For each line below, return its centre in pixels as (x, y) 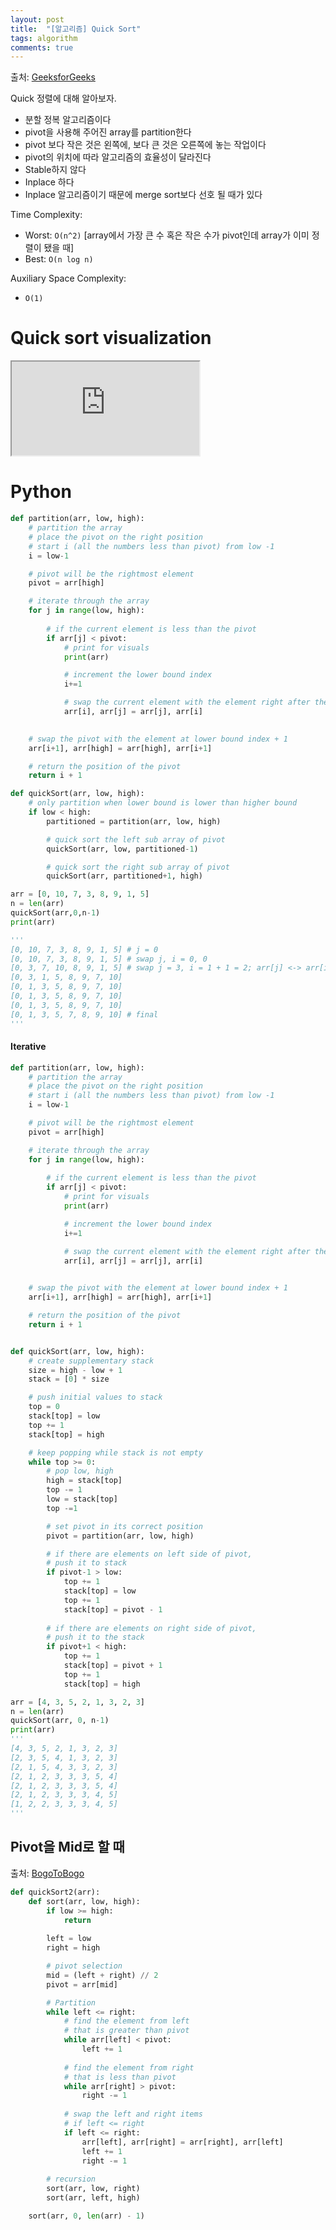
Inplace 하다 (49, 182)
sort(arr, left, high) (93, 2198)
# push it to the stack (95, 1637)
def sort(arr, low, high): (84, 1901)
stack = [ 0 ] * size (69, 1379)
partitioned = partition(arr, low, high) (134, 821)
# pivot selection (84, 1966)
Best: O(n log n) (59, 259)
